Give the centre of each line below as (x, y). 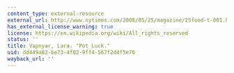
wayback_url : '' (31, 59)
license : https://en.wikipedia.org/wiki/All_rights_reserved (98, 33)
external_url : (28, 20)
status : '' (23, 40)
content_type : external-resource (56, 14)
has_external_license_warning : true (60, 26)
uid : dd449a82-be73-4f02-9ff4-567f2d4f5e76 (71, 53)
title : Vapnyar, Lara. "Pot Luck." (59, 46)
